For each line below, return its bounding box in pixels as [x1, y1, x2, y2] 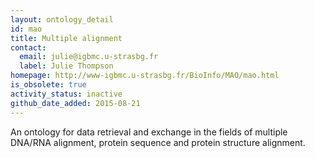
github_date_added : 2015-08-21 [10, 98, 141, 108]
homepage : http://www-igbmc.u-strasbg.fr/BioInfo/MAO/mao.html [10, 71, 280, 81]
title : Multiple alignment [10, 33, 123, 43]
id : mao [10, 24, 43, 34]
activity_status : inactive [10, 89, 123, 99]
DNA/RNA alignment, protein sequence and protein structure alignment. [10, 136, 306, 148]
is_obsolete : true [10, 80, 87, 90]
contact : [10, 42, 47, 53]
